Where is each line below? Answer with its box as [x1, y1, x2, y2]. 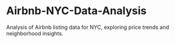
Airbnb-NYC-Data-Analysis [6, 4, 147, 18]
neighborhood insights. [6, 29, 64, 37]
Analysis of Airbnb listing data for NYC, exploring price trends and [6, 24, 170, 31]
